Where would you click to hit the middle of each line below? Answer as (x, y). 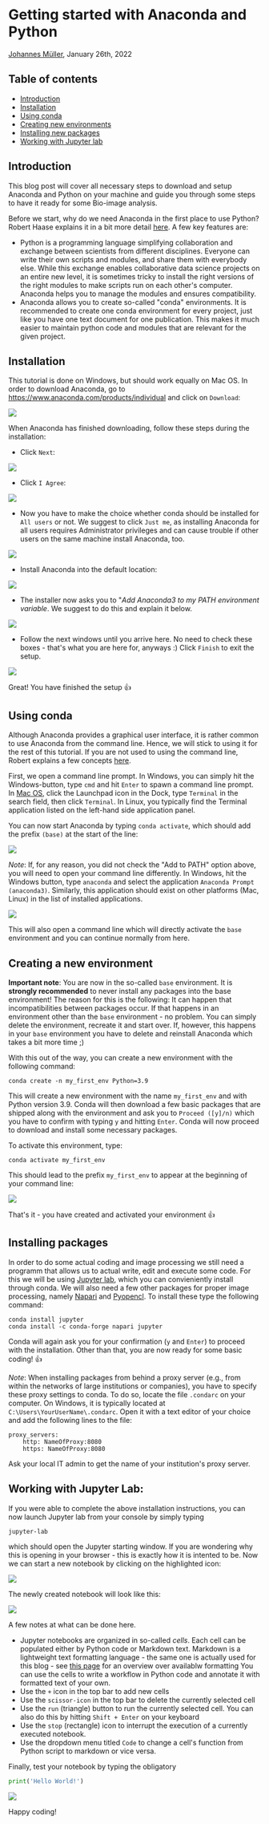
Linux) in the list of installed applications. (76, 899)
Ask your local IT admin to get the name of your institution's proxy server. (129, 1463)
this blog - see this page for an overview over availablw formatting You (137, 1665)
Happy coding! (33, 1811)
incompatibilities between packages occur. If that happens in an (114, 1008)
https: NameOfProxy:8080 (64, 1449)
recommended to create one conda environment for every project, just (136, 310)
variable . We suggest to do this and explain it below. (106, 609)
